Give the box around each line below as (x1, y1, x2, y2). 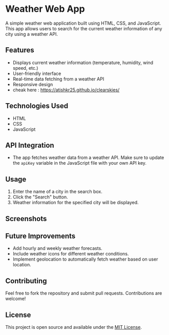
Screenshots (5, 214, 47, 223)
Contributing (5, 277, 47, 285)
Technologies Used (5, 102, 68, 110)
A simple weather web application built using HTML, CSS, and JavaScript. (5, 20, 161, 26)
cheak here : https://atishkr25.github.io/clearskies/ (12, 87, 120, 93)
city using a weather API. (5, 31, 58, 37)
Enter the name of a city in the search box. (12, 188, 102, 195)
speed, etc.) (12, 65, 38, 71)
